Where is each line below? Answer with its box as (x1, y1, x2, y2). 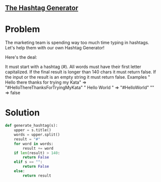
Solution (5, 107, 40, 118)
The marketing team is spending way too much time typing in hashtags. (5, 40, 149, 45)
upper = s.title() (14, 128, 51, 133)
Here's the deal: (5, 54, 38, 60)
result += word (23, 146, 54, 151)
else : (14, 169, 25, 174)
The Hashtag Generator (5, 4, 78, 12)
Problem (5, 23, 40, 35)
